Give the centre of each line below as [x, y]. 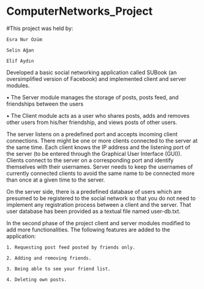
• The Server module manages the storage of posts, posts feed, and [93, 97]
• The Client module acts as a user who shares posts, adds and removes [98, 115]
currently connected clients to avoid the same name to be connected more [100, 173]
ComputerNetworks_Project [80, 11]
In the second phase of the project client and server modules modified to [98, 223]
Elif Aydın [20, 61]
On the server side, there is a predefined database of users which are [94, 191]
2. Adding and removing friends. [49, 258]
